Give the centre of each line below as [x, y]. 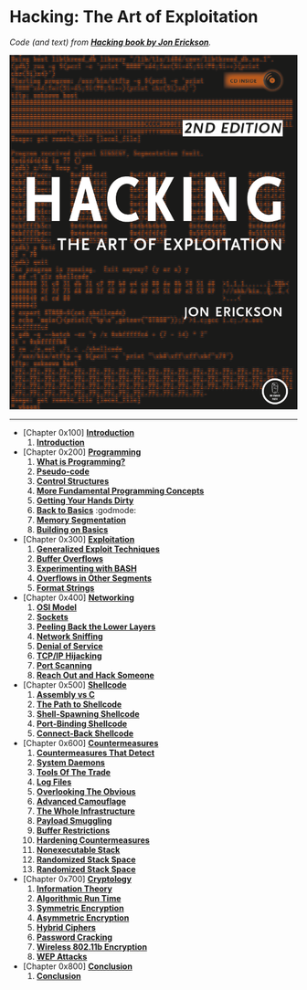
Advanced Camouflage [81, 801]
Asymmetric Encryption [83, 917]
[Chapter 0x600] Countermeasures [90, 742]
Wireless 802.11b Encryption [92, 946]
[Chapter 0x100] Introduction [79, 432]
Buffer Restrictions [73, 830]
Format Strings [65, 587]
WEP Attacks [62, 956]
